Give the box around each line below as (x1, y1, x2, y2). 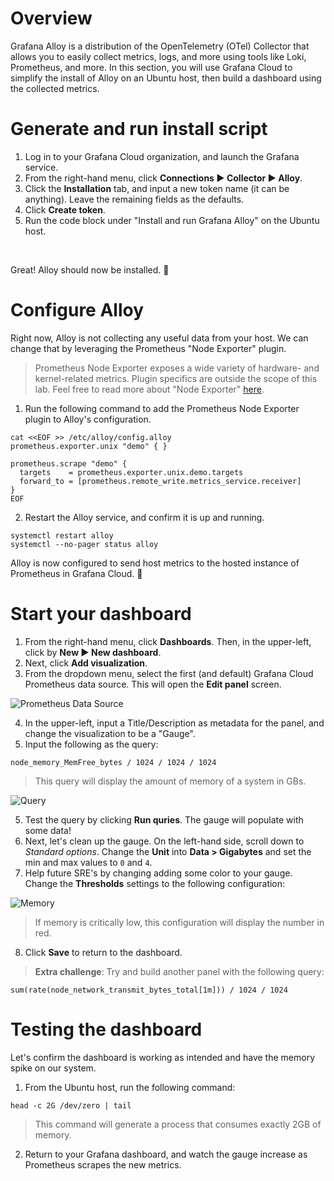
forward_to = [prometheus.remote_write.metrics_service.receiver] (19, 476, 302, 486)
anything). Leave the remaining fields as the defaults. (24, 193, 245, 205)
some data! (24, 824, 72, 836)
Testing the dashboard (10, 1018, 203, 1041)
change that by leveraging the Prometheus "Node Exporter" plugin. (10, 342, 287, 354)
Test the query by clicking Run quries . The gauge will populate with (24, 813, 304, 826)
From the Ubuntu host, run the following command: (24, 1081, 236, 1093)
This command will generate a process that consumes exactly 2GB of (34, 1118, 322, 1130)
